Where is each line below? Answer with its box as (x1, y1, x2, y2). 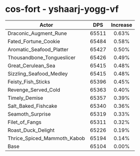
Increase (111, 21, 133, 28)
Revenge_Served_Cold (7, 86, 61, 93)
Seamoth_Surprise (7, 110, 51, 117)
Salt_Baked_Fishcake (7, 102, 57, 109)
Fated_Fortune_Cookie (7, 38, 60, 45)
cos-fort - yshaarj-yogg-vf (5, 3, 119, 15)
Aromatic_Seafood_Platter (7, 46, 69, 53)
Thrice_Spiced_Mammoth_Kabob (7, 135, 86, 142)
